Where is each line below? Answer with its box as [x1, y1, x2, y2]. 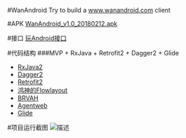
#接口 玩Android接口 [7, 34, 67, 42]
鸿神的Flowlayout [17, 86, 68, 94]
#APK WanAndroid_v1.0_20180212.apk [7, 20, 118, 27]
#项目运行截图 [7, 123, 48, 132]
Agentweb [17, 102, 48, 109]
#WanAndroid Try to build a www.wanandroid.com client [7, 6, 171, 14]
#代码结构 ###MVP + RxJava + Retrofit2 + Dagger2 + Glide [7, 49, 179, 57]
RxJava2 [17, 63, 44, 71]
